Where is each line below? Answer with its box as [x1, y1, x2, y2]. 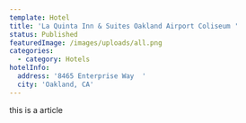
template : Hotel [9, 13, 70, 22]
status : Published [9, 30, 78, 39]
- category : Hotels [17, 55, 91, 64]
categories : [9, 47, 54, 56]
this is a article [9, 104, 63, 115]
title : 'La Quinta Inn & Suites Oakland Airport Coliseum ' [9, 22, 240, 31]
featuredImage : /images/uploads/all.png [9, 38, 163, 48]
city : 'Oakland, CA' [17, 80, 94, 89]
